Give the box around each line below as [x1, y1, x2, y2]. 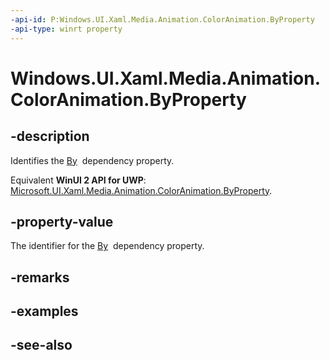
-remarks [10, 269, 70, 286]
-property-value [10, 213, 114, 230]
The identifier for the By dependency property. [10, 240, 205, 252]
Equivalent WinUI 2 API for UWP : [10, 174, 147, 186]
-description [10, 128, 90, 145]
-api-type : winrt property [10, 24, 123, 34]
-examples [10, 303, 79, 320]
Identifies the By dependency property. [10, 154, 175, 166]
